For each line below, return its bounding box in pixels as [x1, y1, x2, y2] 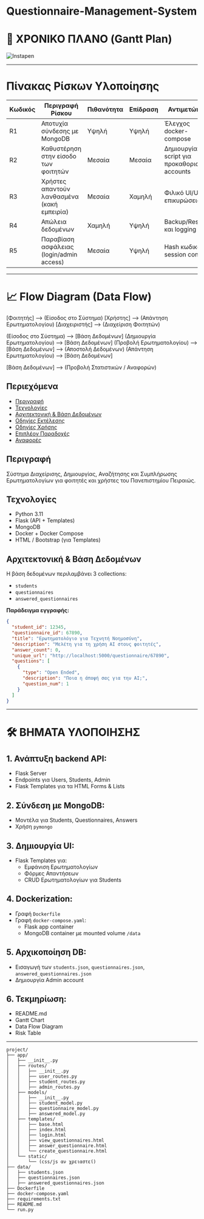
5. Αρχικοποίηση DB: [6, 947, 87, 958]
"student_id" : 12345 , [12, 624, 67, 631]
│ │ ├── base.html [6, 1122, 64, 1128]
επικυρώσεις [164, 196, 201, 205]
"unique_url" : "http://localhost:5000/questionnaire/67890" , [12, 652, 170, 659]
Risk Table [15, 1030, 41, 1037]
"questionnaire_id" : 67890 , [12, 630, 83, 636]
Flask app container [24, 923, 74, 930]
